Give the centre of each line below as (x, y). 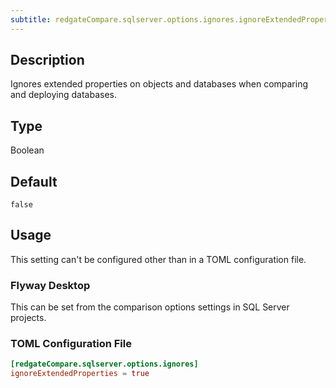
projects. (28, 318)
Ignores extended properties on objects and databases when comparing (159, 84)
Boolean (27, 150)
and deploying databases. (64, 95)
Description (47, 60)
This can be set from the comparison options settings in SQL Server (150, 307)
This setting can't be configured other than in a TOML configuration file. (158, 259)
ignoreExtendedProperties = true (80, 374)
